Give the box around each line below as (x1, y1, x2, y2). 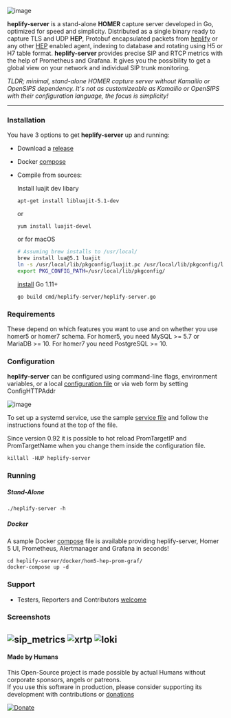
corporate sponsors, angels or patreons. (7, 675, 122, 684)
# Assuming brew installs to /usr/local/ (16, 249, 137, 255)
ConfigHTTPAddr (7, 387, 56, 395)
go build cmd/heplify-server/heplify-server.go (16, 293, 156, 300)
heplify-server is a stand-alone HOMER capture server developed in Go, (7, 20, 214, 28)
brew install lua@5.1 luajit (16, 255, 101, 262)
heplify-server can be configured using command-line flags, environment (7, 372, 218, 381)
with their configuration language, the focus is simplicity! (7, 92, 168, 100)
